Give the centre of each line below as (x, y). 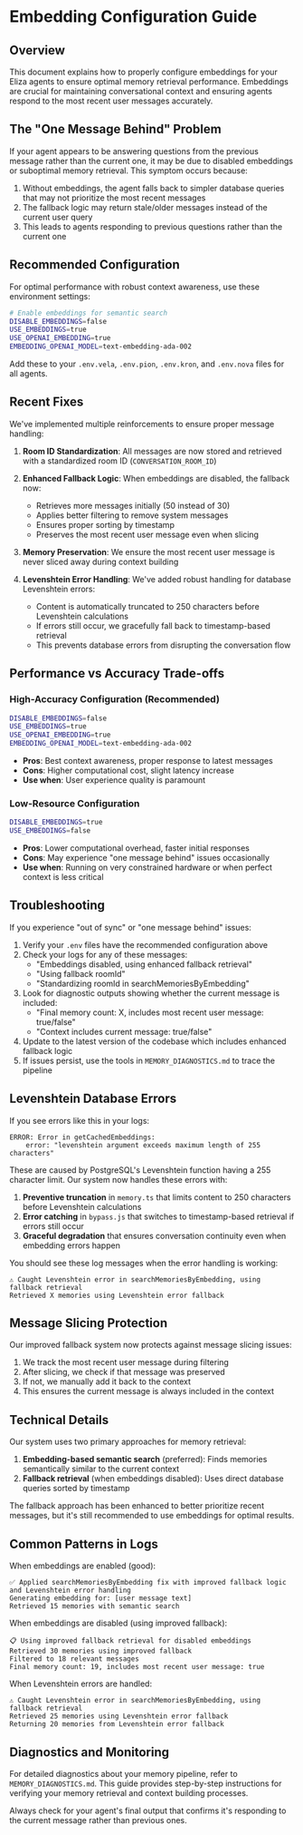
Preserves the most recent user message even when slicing (147, 534)
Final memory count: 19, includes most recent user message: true (137, 1667)
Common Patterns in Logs (84, 1544)
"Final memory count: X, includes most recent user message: (150, 1012)
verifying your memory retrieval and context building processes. (129, 1792)
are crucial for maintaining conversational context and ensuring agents (141, 91)
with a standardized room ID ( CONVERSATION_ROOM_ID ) (119, 461)
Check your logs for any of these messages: (105, 954)
